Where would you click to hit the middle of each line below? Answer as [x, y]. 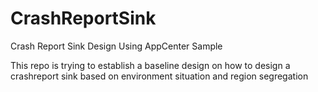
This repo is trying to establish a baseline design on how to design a [150, 65]
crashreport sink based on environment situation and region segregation [159, 76]
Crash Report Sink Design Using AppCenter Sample [116, 46]
